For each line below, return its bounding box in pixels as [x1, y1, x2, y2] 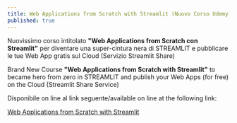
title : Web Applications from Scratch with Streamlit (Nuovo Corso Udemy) [7, 10, 232, 18]
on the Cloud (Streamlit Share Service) [7, 80, 120, 88]
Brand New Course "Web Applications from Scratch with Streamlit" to [7, 65, 216, 74]
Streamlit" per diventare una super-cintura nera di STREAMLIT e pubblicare [7, 44, 229, 52]
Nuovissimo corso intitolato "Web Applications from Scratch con [7, 36, 198, 45]
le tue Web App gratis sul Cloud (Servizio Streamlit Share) [7, 51, 175, 60]
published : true [7, 17, 55, 24]
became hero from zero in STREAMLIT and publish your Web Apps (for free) [7, 72, 229, 81]
